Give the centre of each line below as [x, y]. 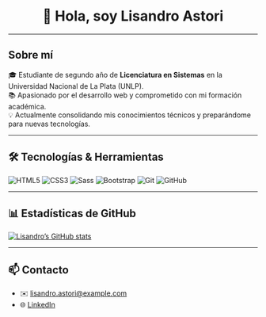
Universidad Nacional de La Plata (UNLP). [76, 86]
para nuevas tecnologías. [49, 124]
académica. [27, 106]
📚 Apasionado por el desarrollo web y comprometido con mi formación [125, 95]
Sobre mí [31, 55]
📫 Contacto [38, 270]
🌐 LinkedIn [37, 305]
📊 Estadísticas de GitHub [72, 213]
